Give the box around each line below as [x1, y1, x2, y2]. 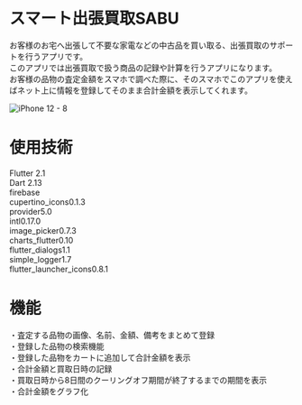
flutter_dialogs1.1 [9, 244, 70, 255]
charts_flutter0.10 [9, 235, 74, 245]
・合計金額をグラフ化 [9, 385, 88, 397]
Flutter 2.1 [9, 168, 46, 179]
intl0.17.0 [9, 216, 41, 226]
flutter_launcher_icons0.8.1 [9, 263, 109, 274]
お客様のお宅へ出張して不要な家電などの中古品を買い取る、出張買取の [9, 40, 270, 51]
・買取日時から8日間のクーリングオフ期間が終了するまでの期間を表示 [9, 374, 268, 385]
